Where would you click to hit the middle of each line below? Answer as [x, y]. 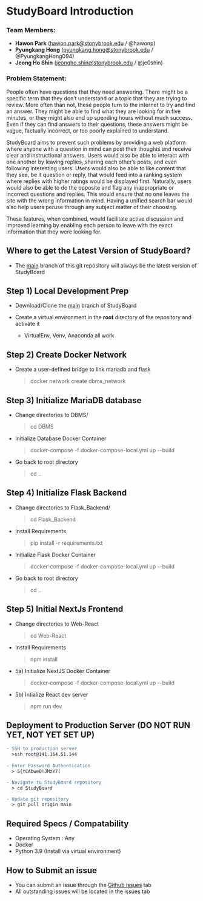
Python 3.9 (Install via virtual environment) [68, 851]
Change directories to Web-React [57, 624]
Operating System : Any [45, 838]
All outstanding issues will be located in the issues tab [82, 891]
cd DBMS [42, 427]
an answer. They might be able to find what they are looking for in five [94, 111]
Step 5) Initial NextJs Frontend [65, 609]
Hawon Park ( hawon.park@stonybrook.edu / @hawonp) [85, 43]
